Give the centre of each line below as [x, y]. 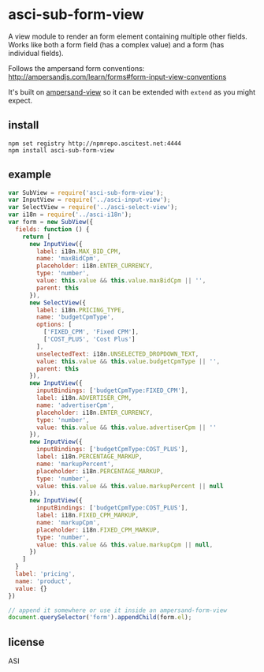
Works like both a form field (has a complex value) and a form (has [116, 44]
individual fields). [36, 53]
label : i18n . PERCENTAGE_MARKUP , [90, 457]
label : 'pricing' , [46, 574]
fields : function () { [52, 229]
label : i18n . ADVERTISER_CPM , [84, 398]
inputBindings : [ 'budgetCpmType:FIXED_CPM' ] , [113, 391]
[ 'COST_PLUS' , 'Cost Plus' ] [89, 340]
